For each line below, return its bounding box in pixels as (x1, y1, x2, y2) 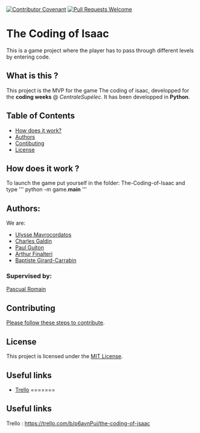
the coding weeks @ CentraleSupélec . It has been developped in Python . (6, 93, 190, 100)
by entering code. (6, 53, 50, 60)
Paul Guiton (15, 244, 44, 251)
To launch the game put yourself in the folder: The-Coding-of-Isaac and (6, 179, 185, 187)
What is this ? (6, 71, 59, 81)
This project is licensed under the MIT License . (6, 353, 123, 360)
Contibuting (15, 140, 45, 147)
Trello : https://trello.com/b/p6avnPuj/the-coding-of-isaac (6, 420, 150, 427)
